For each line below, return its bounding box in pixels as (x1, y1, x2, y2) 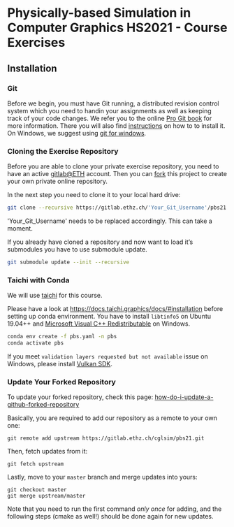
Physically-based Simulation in (7, 5, 191, 21)
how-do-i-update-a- (154, 393, 214, 401)
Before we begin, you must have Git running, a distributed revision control (7, 99, 219, 108)
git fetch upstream (7, 461, 64, 468)
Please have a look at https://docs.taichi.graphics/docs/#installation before (7, 305, 224, 313)
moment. (7, 224, 33, 233)
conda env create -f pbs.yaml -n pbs (7, 333, 117, 340)
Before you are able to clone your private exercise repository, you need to (7, 162, 219, 171)
